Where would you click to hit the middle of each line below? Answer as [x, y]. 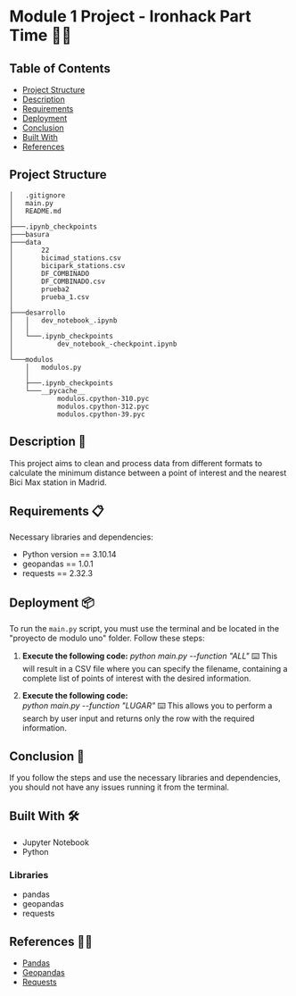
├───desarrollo [37, 313]
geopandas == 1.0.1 [58, 564]
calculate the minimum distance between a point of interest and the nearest [148, 473]
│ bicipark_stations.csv [67, 265]
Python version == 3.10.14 [70, 555]
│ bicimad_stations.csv [66, 258]
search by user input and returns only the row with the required [138, 719]
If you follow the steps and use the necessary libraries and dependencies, [145, 778]
